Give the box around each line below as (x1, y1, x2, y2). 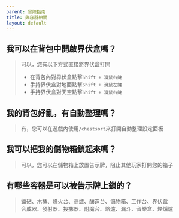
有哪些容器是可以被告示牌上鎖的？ (6, 181, 132, 191)
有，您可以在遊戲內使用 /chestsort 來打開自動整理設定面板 (20, 125, 163, 132)
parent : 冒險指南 (6, 8, 46, 15)
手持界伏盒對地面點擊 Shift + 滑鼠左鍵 (29, 81, 122, 88)
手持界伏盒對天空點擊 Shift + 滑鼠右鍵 (29, 88, 122, 96)
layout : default (6, 20, 47, 26)
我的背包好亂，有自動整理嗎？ (6, 107, 117, 118)
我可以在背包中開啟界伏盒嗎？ (6, 43, 117, 54)
